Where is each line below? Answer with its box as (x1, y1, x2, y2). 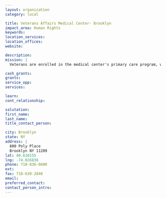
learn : (5, 94, 19, 99)
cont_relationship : (5, 98, 45, 103)
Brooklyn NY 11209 (9, 148, 48, 153)
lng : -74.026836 (5, 157, 39, 162)
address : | (5, 139, 28, 144)
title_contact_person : (5, 121, 52, 126)
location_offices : (5, 39, 43, 45)
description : (5, 52, 32, 57)
